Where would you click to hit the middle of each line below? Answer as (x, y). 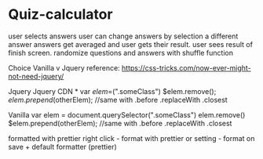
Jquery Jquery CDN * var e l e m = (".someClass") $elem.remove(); (112, 91)
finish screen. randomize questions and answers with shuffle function (121, 52)
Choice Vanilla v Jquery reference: (64, 67)
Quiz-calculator (60, 14)
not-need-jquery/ (36, 76)
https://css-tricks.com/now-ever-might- (186, 67)
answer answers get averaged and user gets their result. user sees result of (131, 44)
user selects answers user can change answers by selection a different (123, 36)
